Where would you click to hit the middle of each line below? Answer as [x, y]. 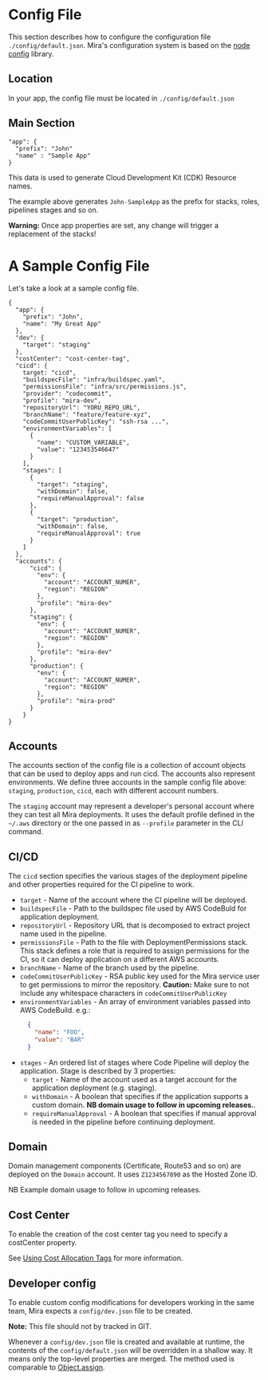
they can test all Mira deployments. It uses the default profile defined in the [132, 815]
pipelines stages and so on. [53, 210]
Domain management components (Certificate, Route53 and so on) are [125, 1166]
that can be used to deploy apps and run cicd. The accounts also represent [132, 774]
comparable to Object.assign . [57, 1367]
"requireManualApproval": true [89, 533]
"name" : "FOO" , [60, 1032]
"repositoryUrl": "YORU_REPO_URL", [82, 407]
